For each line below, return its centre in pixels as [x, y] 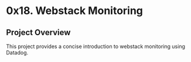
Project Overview [38, 32]
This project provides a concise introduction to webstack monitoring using [96, 46]
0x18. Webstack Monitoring [75, 11]
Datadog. [17, 53]
